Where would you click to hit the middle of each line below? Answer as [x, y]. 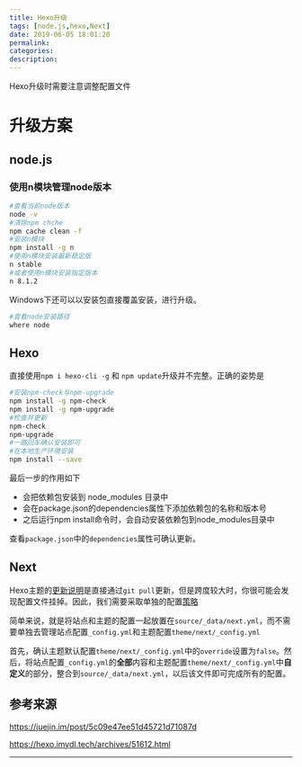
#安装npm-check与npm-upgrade [62, 393]
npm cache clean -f [46, 231]
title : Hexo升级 [38, 18]
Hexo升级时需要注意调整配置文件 [70, 86]
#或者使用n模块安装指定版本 [54, 272]
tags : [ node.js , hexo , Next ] [60, 26]
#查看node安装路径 [40, 317]
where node [30, 325]
